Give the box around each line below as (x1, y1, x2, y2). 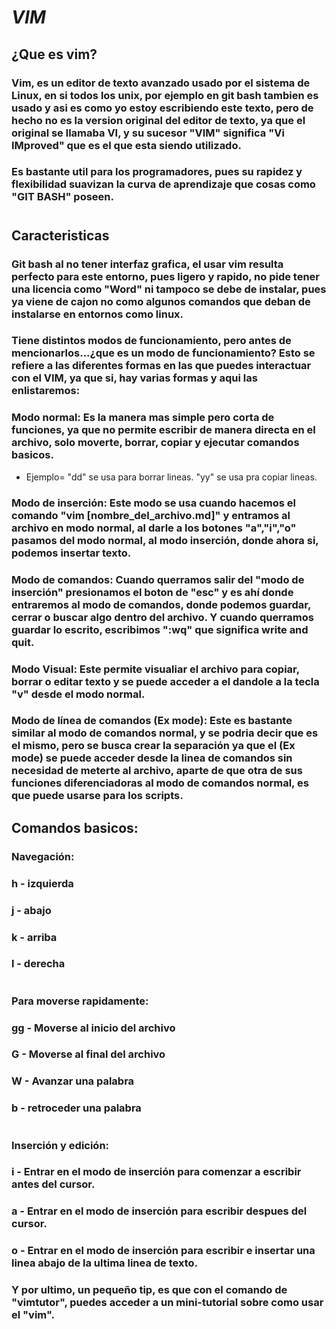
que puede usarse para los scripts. (11, 789, 184, 803)
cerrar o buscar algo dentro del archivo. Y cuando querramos (11, 610, 314, 624)
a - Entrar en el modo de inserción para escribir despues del (11, 1204, 308, 1218)
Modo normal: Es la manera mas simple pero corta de (11, 411, 275, 425)
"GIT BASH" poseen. (11, 190, 114, 204)
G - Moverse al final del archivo (11, 1047, 166, 1061)
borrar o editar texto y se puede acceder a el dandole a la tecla (11, 674, 320, 688)
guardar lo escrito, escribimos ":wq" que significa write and (11, 622, 309, 636)
